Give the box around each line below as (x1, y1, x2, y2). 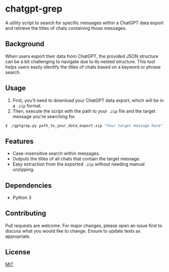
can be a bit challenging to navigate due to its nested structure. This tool (5, 59, 155, 65)
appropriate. (5, 233, 31, 239)
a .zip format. (12, 102, 42, 108)
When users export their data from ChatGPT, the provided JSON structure (5, 53, 158, 59)
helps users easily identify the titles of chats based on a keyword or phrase (5, 64, 161, 70)
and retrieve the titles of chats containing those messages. (5, 25, 127, 31)
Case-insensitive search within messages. (12, 150, 101, 156)
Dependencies (5, 181, 52, 190)
